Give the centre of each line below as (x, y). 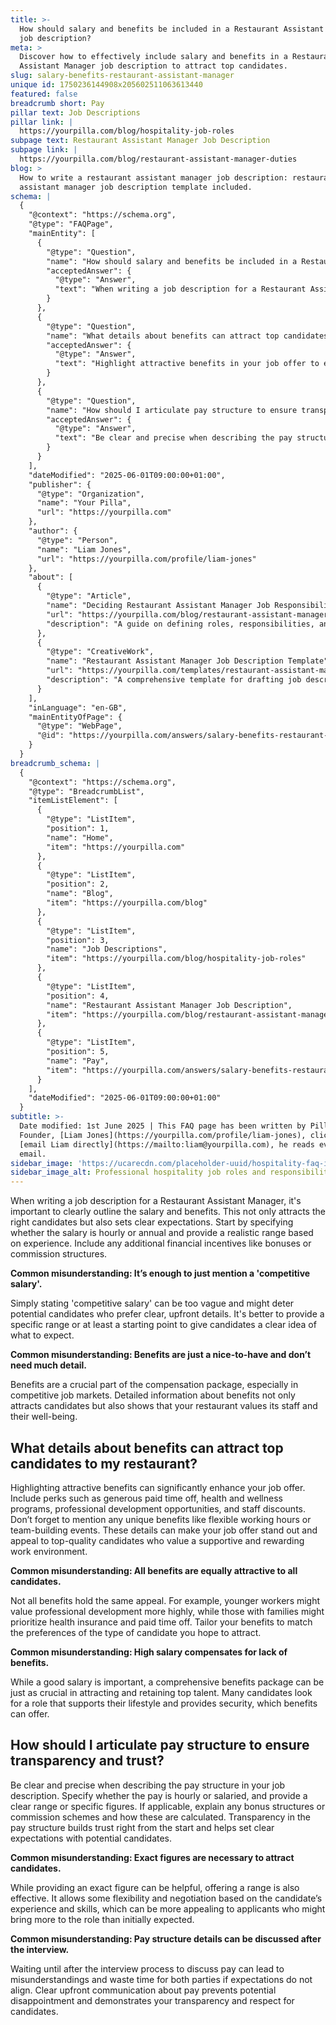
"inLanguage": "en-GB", (78, 707)
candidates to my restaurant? (104, 1463)
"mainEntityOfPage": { (75, 717)
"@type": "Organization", (90, 494)
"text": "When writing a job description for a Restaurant (180, 289)
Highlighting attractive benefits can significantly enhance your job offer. (158, 1487)
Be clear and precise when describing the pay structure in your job (148, 1785)
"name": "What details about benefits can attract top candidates (187, 336)
